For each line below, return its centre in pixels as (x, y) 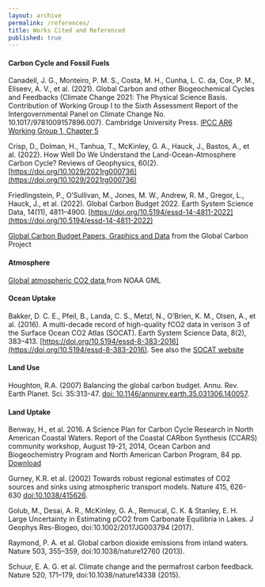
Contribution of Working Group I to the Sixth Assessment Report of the (123, 106)
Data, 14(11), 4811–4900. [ (49, 212)
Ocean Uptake (32, 299)
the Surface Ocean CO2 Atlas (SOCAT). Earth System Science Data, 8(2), (127, 333)
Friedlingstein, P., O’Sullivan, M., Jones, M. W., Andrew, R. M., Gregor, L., (127, 196)
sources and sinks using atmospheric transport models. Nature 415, (118, 487)
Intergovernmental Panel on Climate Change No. (87, 114)
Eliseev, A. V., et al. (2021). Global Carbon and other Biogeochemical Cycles (131, 89)
